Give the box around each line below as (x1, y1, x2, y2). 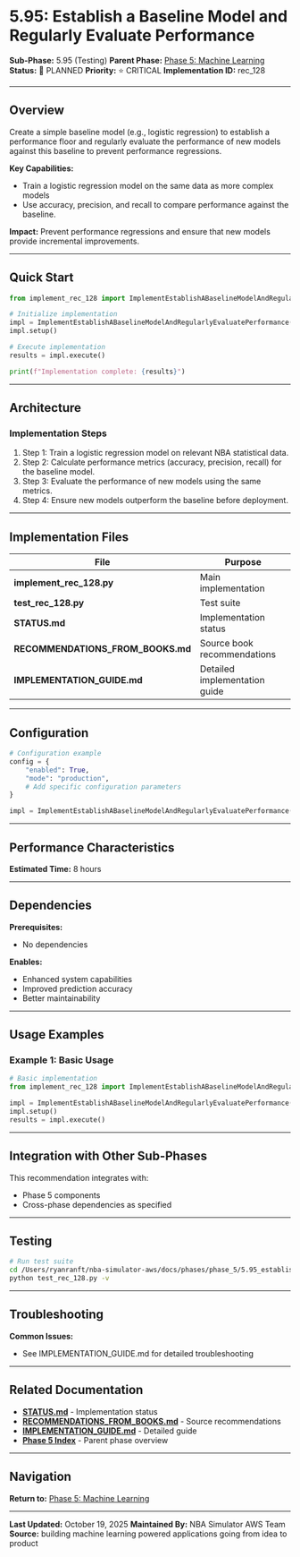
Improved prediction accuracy (21, 983, 133, 994)
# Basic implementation (9, 1074, 98, 1083)
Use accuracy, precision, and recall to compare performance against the (21, 199, 289, 210)
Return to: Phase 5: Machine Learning (9, 1493, 150, 1503)
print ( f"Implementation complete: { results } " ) (9, 367, 186, 376)
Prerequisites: (9, 921, 63, 932)
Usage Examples (9, 1027, 104, 1042)
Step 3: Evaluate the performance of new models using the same (21, 476, 262, 487)
